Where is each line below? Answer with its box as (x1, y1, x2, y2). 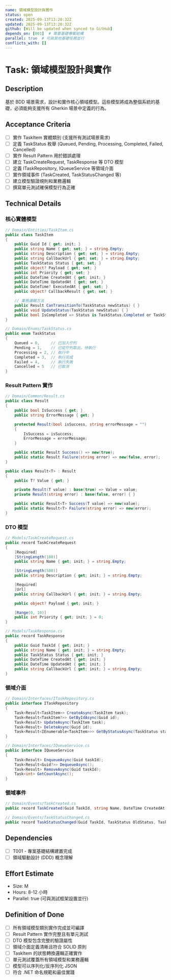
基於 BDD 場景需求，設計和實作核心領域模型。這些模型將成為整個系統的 (5, 99, 156, 105)
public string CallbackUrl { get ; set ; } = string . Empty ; (14, 256, 140, 261)
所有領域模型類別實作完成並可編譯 (12, 925, 84, 931)
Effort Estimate (5, 870, 54, 878)
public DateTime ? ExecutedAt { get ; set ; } (14, 284, 108, 290)
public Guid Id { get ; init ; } (14, 242, 81, 247)
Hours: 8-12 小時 (12, 889, 48, 895)
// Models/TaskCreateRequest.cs (5, 535, 74, 541)
